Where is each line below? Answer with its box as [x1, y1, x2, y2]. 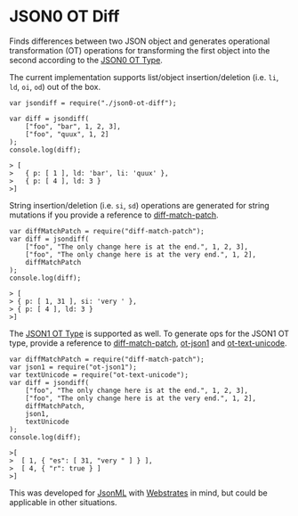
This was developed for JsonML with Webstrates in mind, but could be [9, 487, 269, 498]
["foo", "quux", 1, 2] [25, 129, 109, 139]
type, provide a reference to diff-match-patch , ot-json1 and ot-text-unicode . [9, 337, 287, 348]
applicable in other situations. [9, 496, 117, 507]
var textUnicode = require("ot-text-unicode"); [9, 370, 189, 380]
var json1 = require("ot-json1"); [9, 363, 138, 372]
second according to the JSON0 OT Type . [9, 54, 163, 65]
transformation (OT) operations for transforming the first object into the [9, 45, 270, 55]
